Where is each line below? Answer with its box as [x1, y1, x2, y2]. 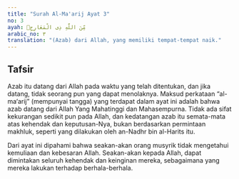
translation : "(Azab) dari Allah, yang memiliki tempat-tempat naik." [7, 37, 222, 44]
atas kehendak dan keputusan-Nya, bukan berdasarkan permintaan [7, 119, 206, 128]
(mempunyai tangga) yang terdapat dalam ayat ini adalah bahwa [31, 97, 220, 105]
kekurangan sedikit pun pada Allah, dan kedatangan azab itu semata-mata [7, 112, 226, 121]
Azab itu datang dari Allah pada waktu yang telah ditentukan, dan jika [7, 82, 211, 90]
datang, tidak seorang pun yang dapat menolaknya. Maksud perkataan [7, 89, 215, 98]
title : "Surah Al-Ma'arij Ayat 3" [7, 10, 111, 18]
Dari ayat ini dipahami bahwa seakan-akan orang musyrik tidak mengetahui [7, 141, 229, 149]
